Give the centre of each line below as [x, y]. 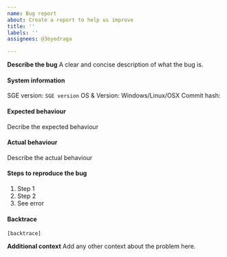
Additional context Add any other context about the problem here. [101, 246]
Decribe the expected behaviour [53, 126]
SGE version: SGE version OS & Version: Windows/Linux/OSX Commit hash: [114, 96]
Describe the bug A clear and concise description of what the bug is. [105, 65]
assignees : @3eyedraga [40, 39]
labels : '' [23, 33]
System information [36, 80]
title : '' [21, 26]
